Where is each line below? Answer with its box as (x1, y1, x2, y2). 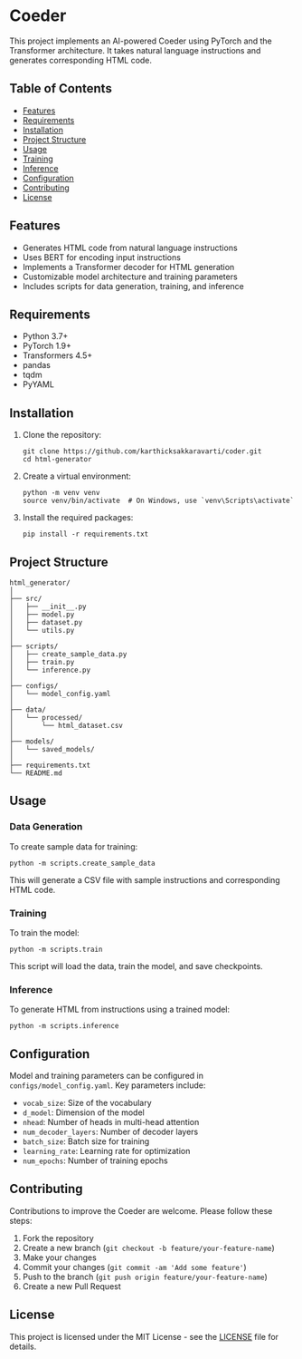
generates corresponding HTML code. (9, 54, 152, 65)
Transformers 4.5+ (22, 350, 93, 361)
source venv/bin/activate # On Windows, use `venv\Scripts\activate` (22, 496, 295, 506)
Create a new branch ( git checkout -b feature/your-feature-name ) (22, 1242, 276, 1253)
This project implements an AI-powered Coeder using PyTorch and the (9, 35, 273, 46)
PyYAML (22, 379, 54, 390)
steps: (9, 1215, 33, 1226)
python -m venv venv (22, 489, 100, 498)
